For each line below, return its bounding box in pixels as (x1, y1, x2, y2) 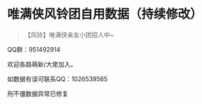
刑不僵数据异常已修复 (7, 89, 68, 98)
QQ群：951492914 (7, 45, 61, 53)
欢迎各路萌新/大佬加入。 (7, 60, 77, 68)
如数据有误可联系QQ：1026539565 (7, 74, 108, 83)
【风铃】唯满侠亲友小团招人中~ (24, 31, 115, 39)
